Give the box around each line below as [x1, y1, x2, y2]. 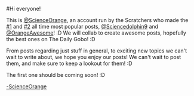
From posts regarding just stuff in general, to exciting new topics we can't [6, 47, 187, 54]
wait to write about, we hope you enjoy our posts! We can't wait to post [6, 54, 181, 60]
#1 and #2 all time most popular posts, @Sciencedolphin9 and [6, 23, 159, 30]
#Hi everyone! [6, 5, 41, 12]
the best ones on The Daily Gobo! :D [6, 36, 96, 42]
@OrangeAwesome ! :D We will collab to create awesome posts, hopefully [6, 29, 187, 36]
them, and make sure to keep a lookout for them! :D [6, 60, 133, 67]
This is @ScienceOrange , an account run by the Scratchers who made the [6, 17, 189, 23]
